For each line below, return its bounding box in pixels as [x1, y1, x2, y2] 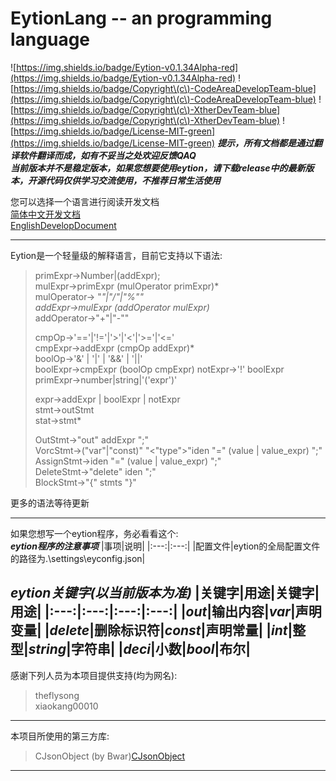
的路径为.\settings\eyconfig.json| [10, 552, 146, 564]
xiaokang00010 [34, 700, 99, 712]
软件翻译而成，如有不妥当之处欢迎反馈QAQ [18, 149, 197, 161]
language [10, 28, 91, 51]
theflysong [34, 689, 80, 701]
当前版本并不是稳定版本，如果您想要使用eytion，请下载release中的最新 [10, 162, 306, 174]
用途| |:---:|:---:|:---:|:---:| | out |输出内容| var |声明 [10, 603, 322, 621]
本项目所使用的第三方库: [10, 730, 110, 742]
